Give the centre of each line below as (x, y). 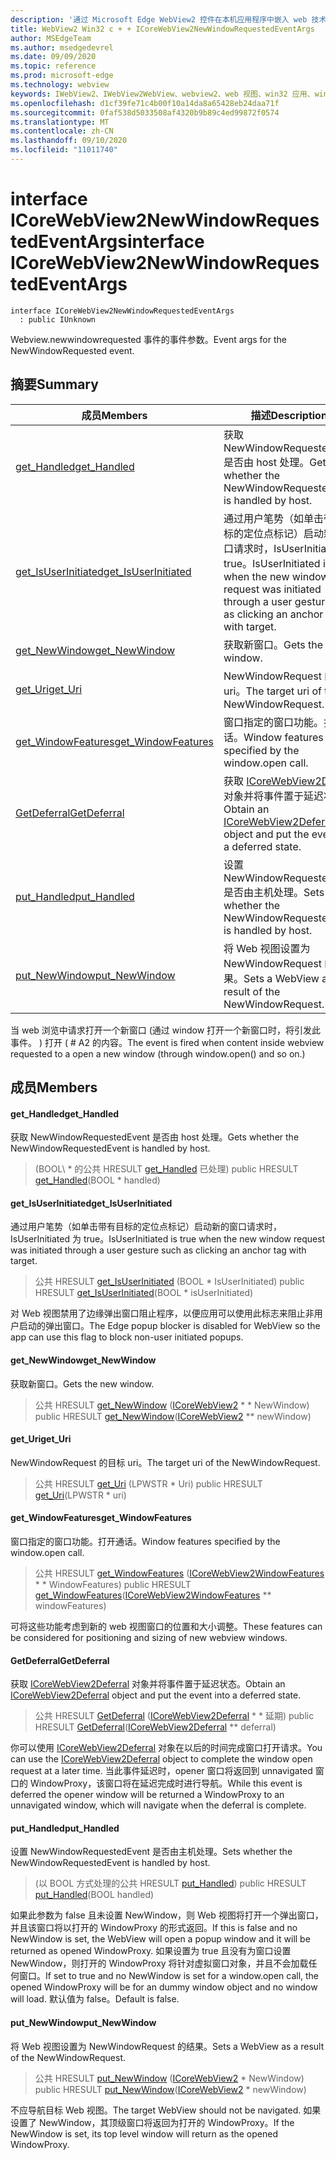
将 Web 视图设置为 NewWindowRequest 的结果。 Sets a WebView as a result (167, 2046)
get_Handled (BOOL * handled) (97, 1180)
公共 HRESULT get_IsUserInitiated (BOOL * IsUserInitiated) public (169, 1282)
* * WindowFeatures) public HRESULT (113, 1585)
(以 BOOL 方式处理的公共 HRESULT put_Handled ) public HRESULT (170, 1883)
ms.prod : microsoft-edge (62, 76)
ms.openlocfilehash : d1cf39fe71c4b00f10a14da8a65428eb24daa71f (145, 103)
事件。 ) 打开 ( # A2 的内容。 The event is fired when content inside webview (167, 1042)
